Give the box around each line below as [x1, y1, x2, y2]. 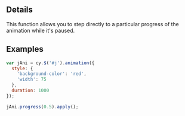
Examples [6, 44, 44, 54]
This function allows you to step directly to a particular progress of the [6, 20, 179, 27]
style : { [11, 65, 33, 71]
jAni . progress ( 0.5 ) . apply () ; [6, 104, 79, 109]
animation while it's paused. [6, 27, 75, 34]
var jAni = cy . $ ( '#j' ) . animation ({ [6, 59, 95, 66]
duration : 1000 [11, 87, 50, 93]
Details [6, 5, 33, 15]
